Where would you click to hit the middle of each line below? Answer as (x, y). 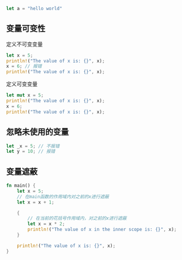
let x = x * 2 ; (46, 224)
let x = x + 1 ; (36, 202)
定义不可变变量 (24, 44)
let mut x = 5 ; (25, 95)
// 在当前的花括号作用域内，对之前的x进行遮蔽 (77, 218)
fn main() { (21, 186)
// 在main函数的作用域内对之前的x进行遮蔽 (63, 196)
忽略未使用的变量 (37, 132)
